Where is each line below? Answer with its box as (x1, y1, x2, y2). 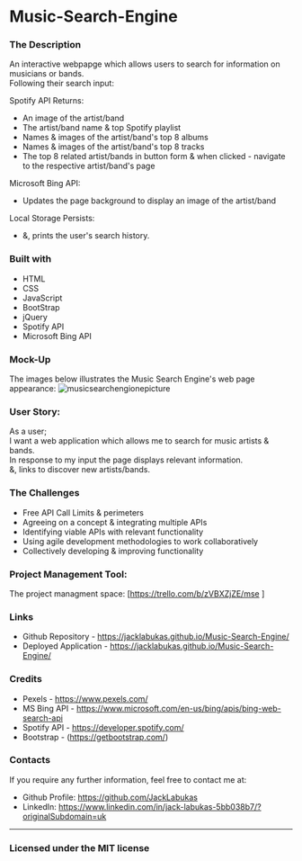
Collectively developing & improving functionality (22, 545, 204, 556)
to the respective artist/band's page (22, 160, 155, 172)
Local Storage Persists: (9, 213, 95, 224)
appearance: (9, 383, 57, 394)
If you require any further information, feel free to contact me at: (9, 774, 247, 785)
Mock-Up (9, 353, 51, 365)
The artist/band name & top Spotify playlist (22, 122, 182, 133)
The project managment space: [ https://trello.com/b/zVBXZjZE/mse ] (9, 587, 265, 599)
